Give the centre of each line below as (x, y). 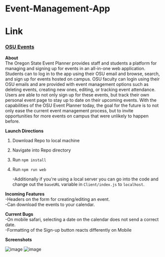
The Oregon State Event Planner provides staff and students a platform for (81, 63)
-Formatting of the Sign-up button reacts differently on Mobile (68, 230)
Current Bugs (19, 214)
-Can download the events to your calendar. (50, 204)
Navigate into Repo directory (41, 150)
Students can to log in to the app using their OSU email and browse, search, (82, 74)
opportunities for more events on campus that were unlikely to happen (77, 116)
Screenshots (19, 240)
